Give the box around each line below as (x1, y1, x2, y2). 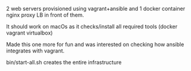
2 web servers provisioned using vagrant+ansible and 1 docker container (6, 5, 186, 12)
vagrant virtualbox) (6, 29, 53, 36)
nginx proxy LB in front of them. (6, 11, 85, 18)
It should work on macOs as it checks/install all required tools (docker (6, 23, 178, 30)
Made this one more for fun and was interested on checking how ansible (6, 41, 184, 48)
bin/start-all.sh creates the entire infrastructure (6, 59, 122, 66)
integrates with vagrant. (6, 47, 64, 54)
